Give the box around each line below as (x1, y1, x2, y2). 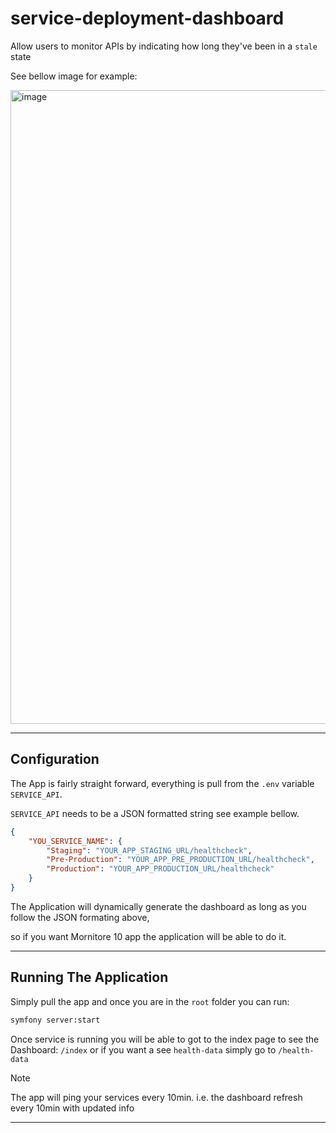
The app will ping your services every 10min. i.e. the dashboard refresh (10, 1091, 303, 1103)
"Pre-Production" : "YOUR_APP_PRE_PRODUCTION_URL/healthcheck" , (46, 855, 315, 865)
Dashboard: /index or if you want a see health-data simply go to (10, 1043, 277, 1056)
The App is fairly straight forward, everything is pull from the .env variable (10, 777, 315, 789)
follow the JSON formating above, (10, 911, 150, 923)
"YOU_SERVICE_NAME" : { (28, 836, 123, 846)
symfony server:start (10, 1015, 101, 1025)
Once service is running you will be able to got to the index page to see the (10, 1033, 320, 1045)
